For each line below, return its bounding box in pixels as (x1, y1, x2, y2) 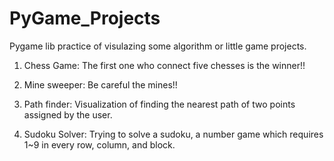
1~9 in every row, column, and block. (23, 138, 176, 151)
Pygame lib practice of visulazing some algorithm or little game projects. (9, 40, 307, 52)
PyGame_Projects (9, 7, 161, 30)
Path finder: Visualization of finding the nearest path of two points (23, 98, 296, 110)
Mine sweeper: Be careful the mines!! (23, 78, 178, 91)
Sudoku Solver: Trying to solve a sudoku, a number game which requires (23, 128, 324, 140)
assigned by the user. (23, 108, 113, 121)
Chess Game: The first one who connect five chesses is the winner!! (23, 59, 306, 71)
